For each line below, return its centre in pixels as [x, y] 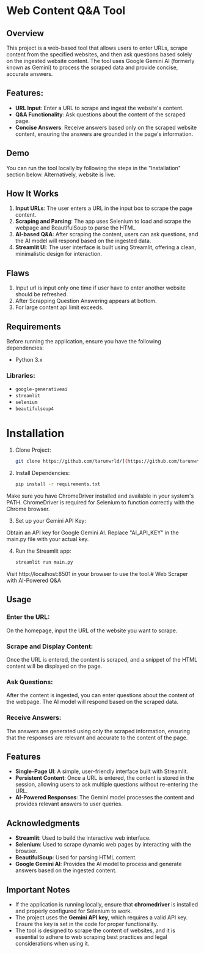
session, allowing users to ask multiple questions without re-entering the [107, 785]
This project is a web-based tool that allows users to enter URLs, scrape [97, 48]
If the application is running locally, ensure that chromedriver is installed [107, 904]
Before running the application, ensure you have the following [84, 342]
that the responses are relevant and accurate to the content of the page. [97, 738]
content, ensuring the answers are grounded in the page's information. [104, 134]
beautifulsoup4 [35, 409]
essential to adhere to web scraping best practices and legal [91, 936]
